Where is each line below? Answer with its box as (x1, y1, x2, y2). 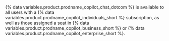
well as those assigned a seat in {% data (5, 20, 89, 26)
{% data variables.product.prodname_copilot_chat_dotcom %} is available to (5, 4, 164, 10)
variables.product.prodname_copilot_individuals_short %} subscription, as (5, 15, 159, 20)
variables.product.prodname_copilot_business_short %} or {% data (5, 25, 145, 31)
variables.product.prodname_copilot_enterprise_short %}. (5, 31, 125, 36)
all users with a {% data (5, 9, 54, 15)
